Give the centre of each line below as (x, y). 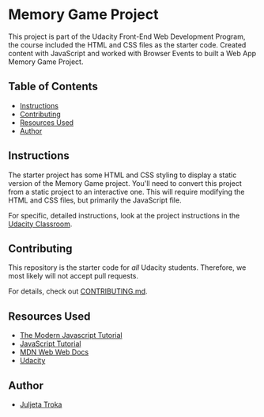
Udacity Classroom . (40, 224)
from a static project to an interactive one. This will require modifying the (126, 191)
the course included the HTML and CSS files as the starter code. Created (127, 44)
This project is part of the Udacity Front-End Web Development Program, (127, 36)
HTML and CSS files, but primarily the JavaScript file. (95, 200)
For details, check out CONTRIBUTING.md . (78, 291)
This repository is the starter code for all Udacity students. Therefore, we (127, 267)
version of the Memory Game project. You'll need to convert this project (125, 183)
